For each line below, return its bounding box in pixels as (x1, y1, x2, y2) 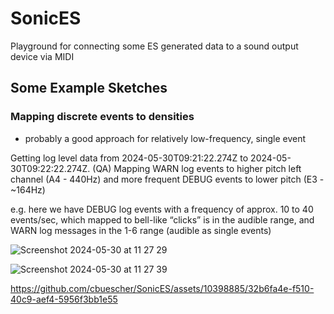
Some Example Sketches (10, 80, 168, 97)
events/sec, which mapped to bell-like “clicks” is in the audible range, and (10, 213, 315, 226)
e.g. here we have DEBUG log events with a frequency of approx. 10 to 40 (10, 203, 314, 215)
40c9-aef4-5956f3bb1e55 (10, 293, 118, 305)
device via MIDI (10, 50, 75, 62)
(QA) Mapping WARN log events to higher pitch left (92, 162, 302, 174)
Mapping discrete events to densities (10, 110, 195, 124)
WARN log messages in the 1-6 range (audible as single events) (10, 224, 272, 236)
